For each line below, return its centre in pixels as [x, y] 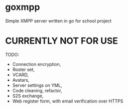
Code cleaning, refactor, [37, 90]
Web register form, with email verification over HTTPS [68, 101]
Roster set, [23, 69]
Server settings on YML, [37, 85]
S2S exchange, [28, 96]
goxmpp [23, 7]
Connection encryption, [37, 64]
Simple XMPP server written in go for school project [59, 21]
